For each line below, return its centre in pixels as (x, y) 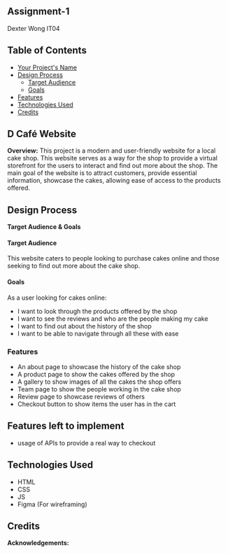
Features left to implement (66, 426)
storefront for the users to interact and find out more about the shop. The (113, 166)
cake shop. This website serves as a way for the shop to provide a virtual (113, 158)
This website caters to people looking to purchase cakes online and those (113, 258)
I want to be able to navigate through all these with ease (98, 333)
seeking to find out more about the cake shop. (74, 266)
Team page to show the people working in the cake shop (99, 389)
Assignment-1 (38, 12)
